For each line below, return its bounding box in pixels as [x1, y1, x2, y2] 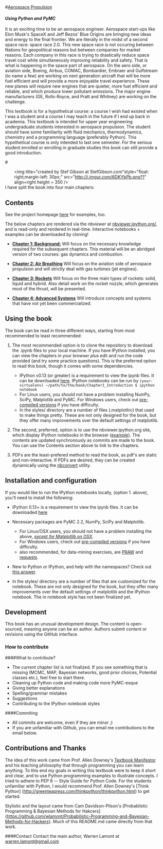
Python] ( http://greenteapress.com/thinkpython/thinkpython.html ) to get [5, 788, 150, 794]
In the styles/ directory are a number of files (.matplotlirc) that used [19, 407, 154, 413]
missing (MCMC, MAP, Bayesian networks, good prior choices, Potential [12, 669, 157, 675]
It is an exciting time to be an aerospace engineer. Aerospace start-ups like [5, 26, 156, 32]
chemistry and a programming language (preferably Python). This [5, 134, 137, 140]
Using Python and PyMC [5, 15, 56, 21]
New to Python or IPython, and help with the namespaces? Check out [12, 564, 152, 569]
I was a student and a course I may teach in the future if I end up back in [5, 113, 150, 119]
